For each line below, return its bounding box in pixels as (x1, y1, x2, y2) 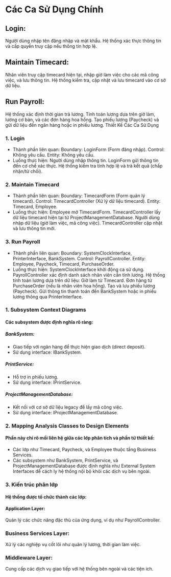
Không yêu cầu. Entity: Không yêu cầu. (12, 151, 95, 158)
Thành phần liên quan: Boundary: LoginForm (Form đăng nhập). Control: (12, 146, 165, 152)
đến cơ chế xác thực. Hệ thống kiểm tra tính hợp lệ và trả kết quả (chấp (12, 163, 163, 169)
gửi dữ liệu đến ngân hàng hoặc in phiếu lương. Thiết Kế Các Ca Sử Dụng (5, 122, 159, 128)
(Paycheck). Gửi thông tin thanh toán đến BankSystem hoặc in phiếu (12, 288, 157, 294)
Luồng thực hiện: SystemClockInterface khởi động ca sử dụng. (12, 266, 144, 273)
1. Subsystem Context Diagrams (5, 306, 86, 314)
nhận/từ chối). (12, 168, 42, 174)
